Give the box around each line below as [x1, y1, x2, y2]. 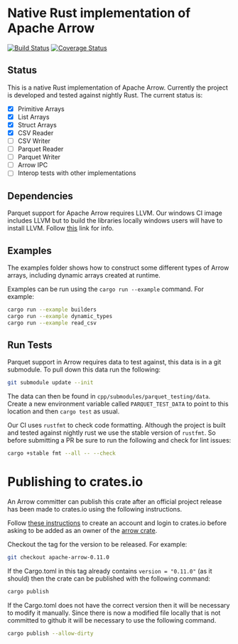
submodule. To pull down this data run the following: [7, 365, 161, 374]
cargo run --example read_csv [7, 319, 97, 327]
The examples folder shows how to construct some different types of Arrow [7, 263, 229, 272]
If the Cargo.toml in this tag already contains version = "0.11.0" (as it [7, 566, 212, 575]
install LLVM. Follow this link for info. [7, 224, 114, 233]
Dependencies [7, 190, 73, 202]
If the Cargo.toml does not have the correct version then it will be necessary [7, 601, 230, 609]
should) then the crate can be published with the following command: [7, 574, 211, 583]
